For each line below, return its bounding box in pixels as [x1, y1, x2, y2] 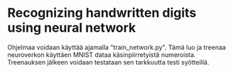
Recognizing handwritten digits [7, 5, 197, 21]
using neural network [7, 20, 136, 36]
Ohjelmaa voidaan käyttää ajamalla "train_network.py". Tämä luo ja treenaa [7, 43, 226, 51]
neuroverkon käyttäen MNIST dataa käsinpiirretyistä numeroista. [7, 51, 196, 59]
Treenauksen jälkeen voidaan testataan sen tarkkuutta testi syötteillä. [7, 58, 210, 66]
